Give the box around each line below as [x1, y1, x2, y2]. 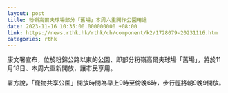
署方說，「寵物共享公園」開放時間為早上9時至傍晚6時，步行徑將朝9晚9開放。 [7, 79, 225, 87]
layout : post [7, 10, 45, 17]
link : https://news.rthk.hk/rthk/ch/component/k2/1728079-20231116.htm [7, 29, 218, 37]
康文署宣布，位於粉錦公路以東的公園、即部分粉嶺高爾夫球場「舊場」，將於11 [7, 56, 221, 64]
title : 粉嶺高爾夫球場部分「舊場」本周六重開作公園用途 [7, 17, 147, 23]
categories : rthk [7, 36, 57, 43]
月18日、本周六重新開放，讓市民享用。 [7, 64, 117, 72]
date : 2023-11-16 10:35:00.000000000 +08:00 [7, 23, 137, 30]
